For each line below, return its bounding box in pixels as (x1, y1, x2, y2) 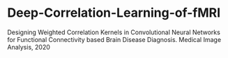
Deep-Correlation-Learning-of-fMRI (7, 5, 221, 21)
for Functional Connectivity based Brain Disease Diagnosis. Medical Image (7, 35, 222, 43)
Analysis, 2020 (7, 43, 50, 51)
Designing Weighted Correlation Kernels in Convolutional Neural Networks (7, 28, 221, 36)
